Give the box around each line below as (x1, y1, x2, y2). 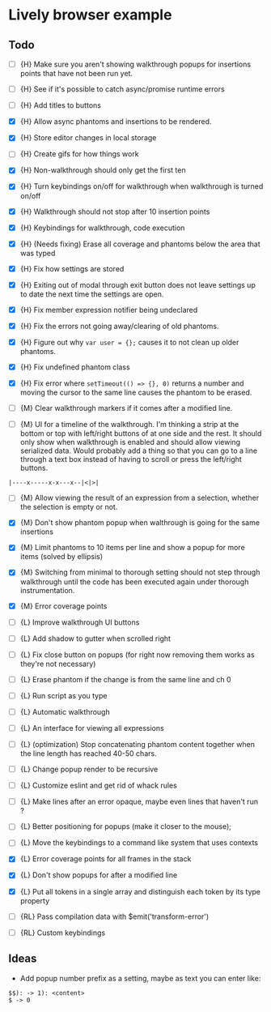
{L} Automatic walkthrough (19, 707, 111, 716)
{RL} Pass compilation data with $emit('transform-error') (19, 912, 210, 921)
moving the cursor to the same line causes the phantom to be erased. (19, 387, 252, 398)
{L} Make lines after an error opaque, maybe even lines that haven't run (19, 796, 259, 807)
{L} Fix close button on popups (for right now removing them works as (19, 650, 255, 660)
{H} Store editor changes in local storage (19, 133, 157, 143)
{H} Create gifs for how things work (19, 149, 139, 159)
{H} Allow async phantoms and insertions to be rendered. (19, 117, 212, 126)
